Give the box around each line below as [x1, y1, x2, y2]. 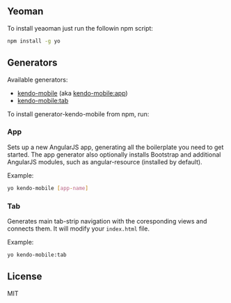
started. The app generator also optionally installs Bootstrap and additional [7, 150, 221, 159]
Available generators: [7, 75, 68, 84]
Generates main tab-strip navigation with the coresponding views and [7, 217, 207, 225]
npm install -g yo [7, 38, 61, 45]
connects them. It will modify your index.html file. [7, 224, 150, 233]
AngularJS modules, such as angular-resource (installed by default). [7, 157, 203, 166]
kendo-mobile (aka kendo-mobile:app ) [17, 88, 128, 97]
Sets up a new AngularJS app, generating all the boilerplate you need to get [7, 143, 224, 151]
